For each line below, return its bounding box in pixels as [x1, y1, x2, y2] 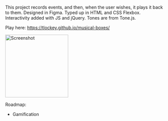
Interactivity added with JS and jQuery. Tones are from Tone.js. [5, 15, 136, 21]
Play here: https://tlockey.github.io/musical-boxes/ [5, 25, 110, 31]
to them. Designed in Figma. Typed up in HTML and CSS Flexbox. [5, 10, 141, 16]
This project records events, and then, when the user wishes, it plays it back [5, 5, 163, 10]
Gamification [12, 111, 39, 117]
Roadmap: [5, 101, 27, 107]
